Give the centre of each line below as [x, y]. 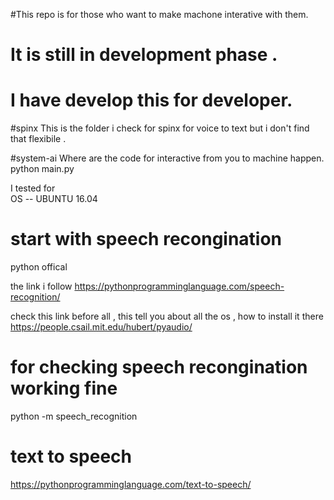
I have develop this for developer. [151, 100]
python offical [39, 267]
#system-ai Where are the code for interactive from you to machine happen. [167, 158]
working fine [64, 388]
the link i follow [41, 286]
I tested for [33, 188]
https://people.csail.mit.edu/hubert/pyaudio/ [101, 327]
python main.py [42, 169]
